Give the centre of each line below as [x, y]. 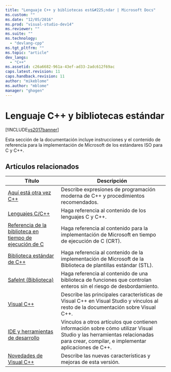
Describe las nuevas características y [106, 356]
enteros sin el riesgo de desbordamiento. [110, 286]
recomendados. [80, 202]
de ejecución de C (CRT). [91, 241]
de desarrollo [24, 338]
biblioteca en [23, 231]
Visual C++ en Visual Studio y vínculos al [110, 301]
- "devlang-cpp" [27, 43]
